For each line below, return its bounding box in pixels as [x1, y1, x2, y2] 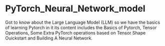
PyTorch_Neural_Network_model [5, 3, 146, 14]
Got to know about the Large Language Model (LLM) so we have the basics [5, 19, 160, 25]
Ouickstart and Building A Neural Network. [5, 35, 92, 41]
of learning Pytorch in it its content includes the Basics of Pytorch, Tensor [5, 24, 157, 30]
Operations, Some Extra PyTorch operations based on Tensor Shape [5, 30, 146, 36]
